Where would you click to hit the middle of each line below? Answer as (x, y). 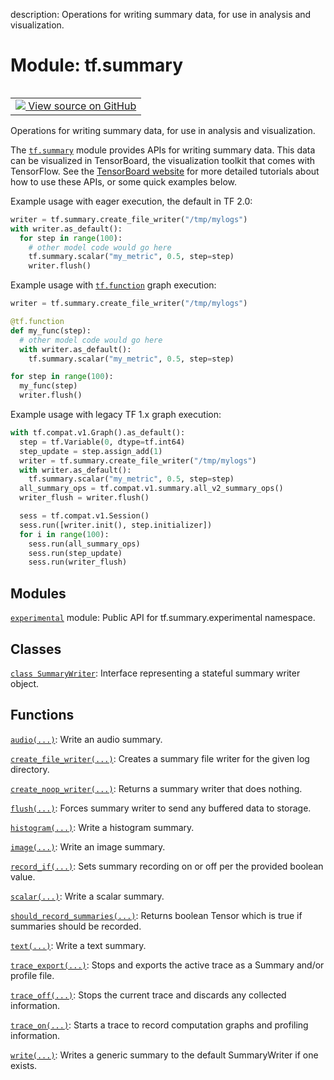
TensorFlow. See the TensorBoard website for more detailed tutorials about (165, 171)
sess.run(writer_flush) (78, 562)
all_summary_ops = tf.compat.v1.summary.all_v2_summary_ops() (151, 489)
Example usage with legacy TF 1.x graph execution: (116, 415)
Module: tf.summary (97, 65)
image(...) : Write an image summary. (88, 846)
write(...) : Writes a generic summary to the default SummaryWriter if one (164, 1055)
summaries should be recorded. (76, 926)
